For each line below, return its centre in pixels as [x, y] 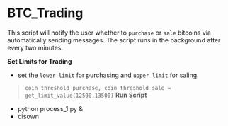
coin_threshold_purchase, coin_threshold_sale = [98, 88]
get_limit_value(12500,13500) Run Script [86, 95]
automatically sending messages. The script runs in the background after [114, 40]
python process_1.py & [50, 108]
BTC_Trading [45, 13]
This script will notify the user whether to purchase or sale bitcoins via [109, 33]
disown [28, 116]
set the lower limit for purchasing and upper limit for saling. [108, 75]
